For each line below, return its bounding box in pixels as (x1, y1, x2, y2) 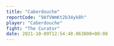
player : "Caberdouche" (6, 20, 63, 26)
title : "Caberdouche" (6, 8, 60, 15)
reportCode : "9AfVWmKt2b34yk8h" (6, 14, 87, 20)
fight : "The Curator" (6, 25, 60, 32)
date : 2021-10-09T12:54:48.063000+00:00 (6, 31, 109, 37)
